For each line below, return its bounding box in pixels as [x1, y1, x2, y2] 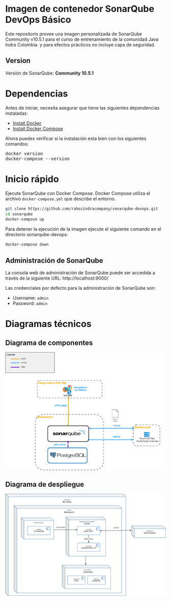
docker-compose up [5, 217, 44, 222]
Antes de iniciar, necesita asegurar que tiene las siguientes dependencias [5, 105, 160, 111]
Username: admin [12, 294, 49, 301]
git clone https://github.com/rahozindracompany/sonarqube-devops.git [5, 206, 158, 211]
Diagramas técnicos [5, 318, 92, 330]
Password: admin [12, 300, 48, 306]
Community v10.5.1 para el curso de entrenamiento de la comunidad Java [5, 36, 159, 42]
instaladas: [5, 110, 28, 116]
